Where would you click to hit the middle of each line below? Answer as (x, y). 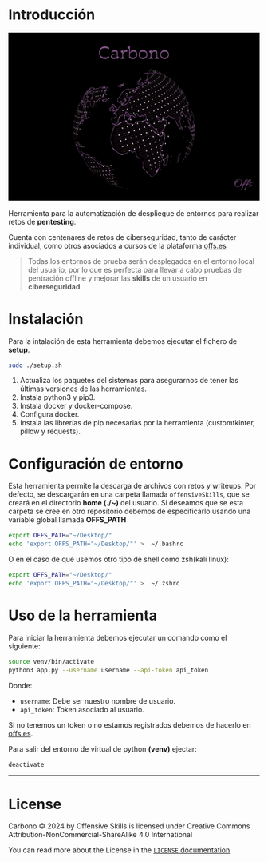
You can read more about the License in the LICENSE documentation (119, 850)
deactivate (26, 764)
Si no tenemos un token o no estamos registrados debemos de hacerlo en (130, 724)
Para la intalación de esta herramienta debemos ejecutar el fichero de (123, 341)
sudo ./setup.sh (35, 365)
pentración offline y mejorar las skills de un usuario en (117, 278)
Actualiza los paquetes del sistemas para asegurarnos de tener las (129, 381)
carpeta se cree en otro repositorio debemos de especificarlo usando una (130, 511)
